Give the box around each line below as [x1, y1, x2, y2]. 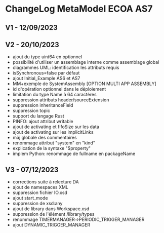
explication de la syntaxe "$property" [12, 145, 91, 151]
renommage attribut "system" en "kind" [12, 140, 95, 146]
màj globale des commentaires [12, 135, 77, 141]
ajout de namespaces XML [12, 184, 69, 190]
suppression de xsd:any [12, 201, 63, 207]
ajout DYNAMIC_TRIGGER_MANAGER [12, 222, 91, 228]
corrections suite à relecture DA [12, 179, 79, 185]
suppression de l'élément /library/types [12, 211, 95, 217]
